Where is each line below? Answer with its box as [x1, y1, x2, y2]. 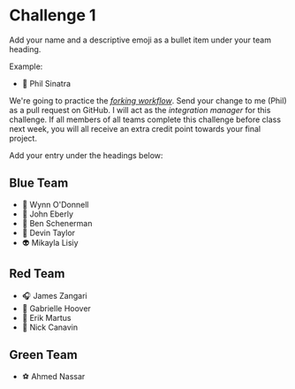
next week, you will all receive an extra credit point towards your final [9, 123, 261, 133]
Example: [9, 61, 43, 72]
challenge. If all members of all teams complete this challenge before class [9, 114, 281, 125]
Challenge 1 [9, 5, 96, 26]
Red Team [9, 266, 65, 281]
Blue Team [9, 176, 69, 191]
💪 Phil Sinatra [21, 78, 72, 88]
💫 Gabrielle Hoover [21, 302, 91, 314]
